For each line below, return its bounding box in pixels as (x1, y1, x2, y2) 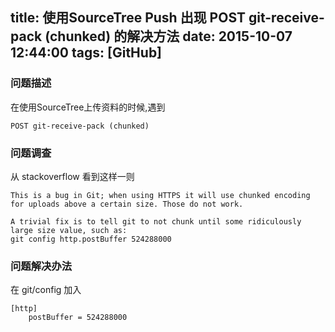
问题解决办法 (10, 259, 73, 273)
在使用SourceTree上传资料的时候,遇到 (10, 101, 166, 113)
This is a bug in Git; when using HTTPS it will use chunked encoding (10, 190, 311, 200)
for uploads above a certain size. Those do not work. (10, 199, 244, 209)
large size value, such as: (10, 225, 128, 235)
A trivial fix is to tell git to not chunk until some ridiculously (10, 216, 302, 227)
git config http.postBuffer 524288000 (10, 234, 172, 244)
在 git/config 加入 (10, 284, 82, 296)
